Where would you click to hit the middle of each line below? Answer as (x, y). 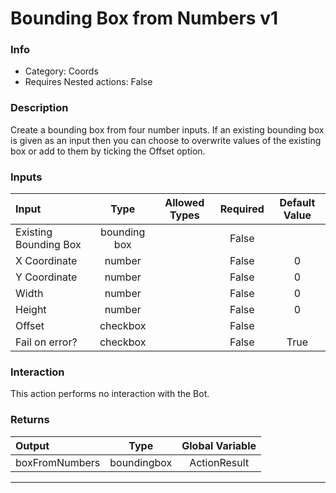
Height (31, 310)
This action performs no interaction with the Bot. (110, 394)
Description (39, 108)
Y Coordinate (46, 277)
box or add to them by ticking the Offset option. (108, 151)
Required (242, 209)
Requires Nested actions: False (88, 82)
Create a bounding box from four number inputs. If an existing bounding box (167, 129)
